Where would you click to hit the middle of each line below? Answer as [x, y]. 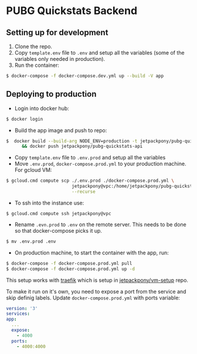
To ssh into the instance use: [49, 203]
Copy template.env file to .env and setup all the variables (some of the [99, 53]
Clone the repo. [33, 46]
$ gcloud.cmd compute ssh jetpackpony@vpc [59, 213]
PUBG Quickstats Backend [72, 11]
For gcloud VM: [33, 170]
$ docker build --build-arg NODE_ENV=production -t [72, 141]
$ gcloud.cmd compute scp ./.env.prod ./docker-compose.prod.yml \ [90, 181]
